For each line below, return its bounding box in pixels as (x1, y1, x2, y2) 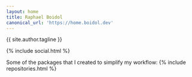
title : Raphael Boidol (6, 14, 63, 20)
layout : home (6, 8, 39, 15)
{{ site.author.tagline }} (6, 36, 63, 43)
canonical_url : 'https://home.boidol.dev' (6, 20, 114, 25)
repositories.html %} (6, 65, 57, 72)
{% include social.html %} (6, 47, 71, 54)
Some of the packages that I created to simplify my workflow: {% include (6, 59, 187, 66)
